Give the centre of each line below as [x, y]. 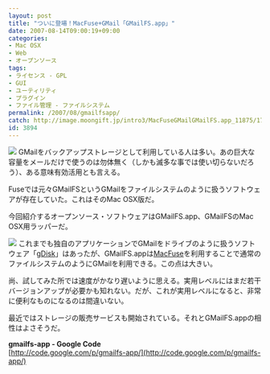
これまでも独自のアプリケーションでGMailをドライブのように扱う [126, 243]
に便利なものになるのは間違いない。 [68, 300]
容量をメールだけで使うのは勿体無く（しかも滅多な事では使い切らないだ [128, 162]
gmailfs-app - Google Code [55, 343]
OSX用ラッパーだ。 [40, 226]
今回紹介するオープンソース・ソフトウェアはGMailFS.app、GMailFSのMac [131, 216]
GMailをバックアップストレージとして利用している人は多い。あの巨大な [137, 152]
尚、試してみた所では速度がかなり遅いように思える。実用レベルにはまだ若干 [135, 280]
